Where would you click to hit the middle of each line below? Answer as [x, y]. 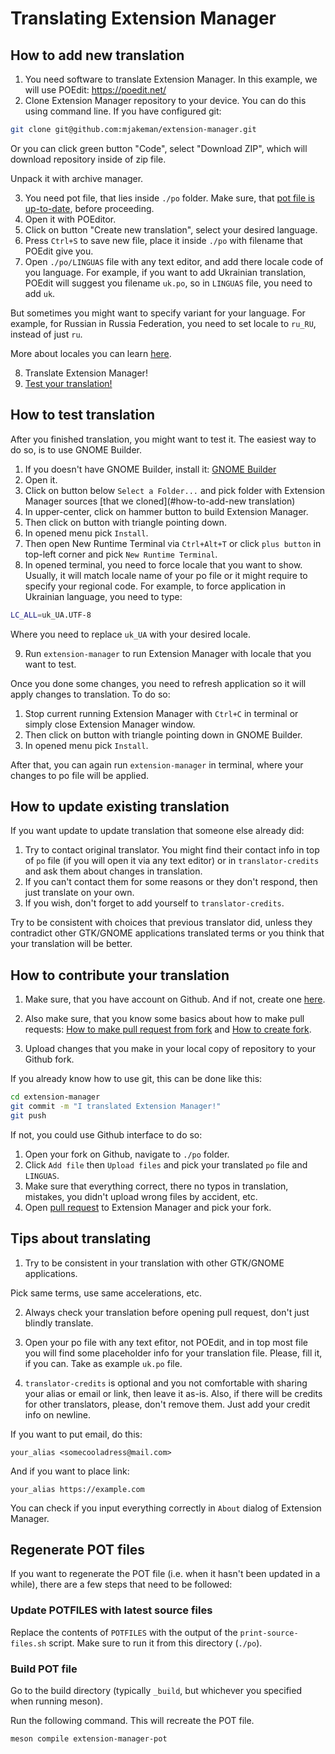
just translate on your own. [79, 893]
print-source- [269, 1633]
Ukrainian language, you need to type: [103, 596]
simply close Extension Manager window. [110, 724]
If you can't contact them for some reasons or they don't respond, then [171, 882]
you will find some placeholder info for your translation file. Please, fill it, [173, 1353]
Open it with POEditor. [70, 219]
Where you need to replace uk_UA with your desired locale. [131, 634]
